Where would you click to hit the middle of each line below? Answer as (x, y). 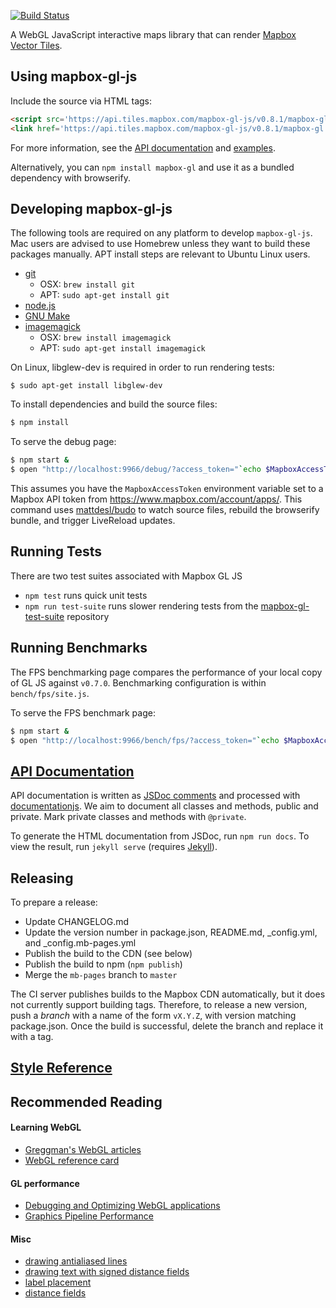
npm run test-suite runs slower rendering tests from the (141, 606)
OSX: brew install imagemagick (105, 337)
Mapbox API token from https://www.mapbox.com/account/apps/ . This (156, 499)
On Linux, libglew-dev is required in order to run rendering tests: (142, 367)
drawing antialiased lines (76, 1261)
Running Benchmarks (79, 648)
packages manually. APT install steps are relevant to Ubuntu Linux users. (160, 254)
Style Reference (61, 1068)
